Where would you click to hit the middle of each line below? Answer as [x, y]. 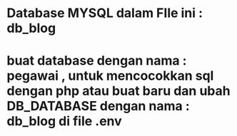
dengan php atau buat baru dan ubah [118, 91]
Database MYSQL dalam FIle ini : [105, 13]
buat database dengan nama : [97, 61]
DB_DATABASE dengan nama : [98, 106]
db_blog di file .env [64, 121]
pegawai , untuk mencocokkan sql [110, 76]
